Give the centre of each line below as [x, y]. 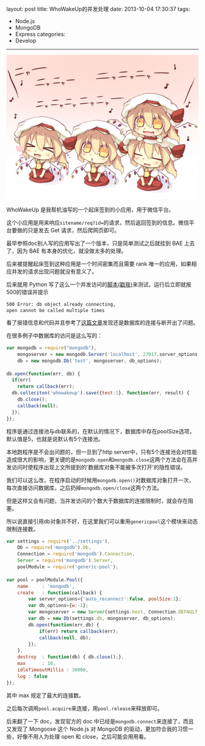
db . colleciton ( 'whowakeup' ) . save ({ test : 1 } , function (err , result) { [101, 393]
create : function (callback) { [60, 593]
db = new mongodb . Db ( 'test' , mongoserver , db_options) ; [90, 361]
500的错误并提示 [27, 292]
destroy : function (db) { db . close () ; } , [70, 657]
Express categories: [40, 34]
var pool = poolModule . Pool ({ [45, 580]
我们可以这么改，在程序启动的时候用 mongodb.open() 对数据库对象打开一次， [100, 480]
